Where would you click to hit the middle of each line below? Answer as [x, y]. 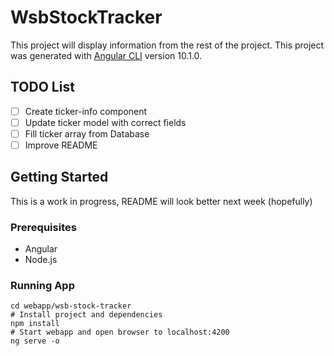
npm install [35, 324]
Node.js [41, 260]
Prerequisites [43, 227]
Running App [42, 286]
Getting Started [59, 177]
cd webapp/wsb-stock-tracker [71, 306]
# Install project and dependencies [86, 315]
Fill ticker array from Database [87, 133]
